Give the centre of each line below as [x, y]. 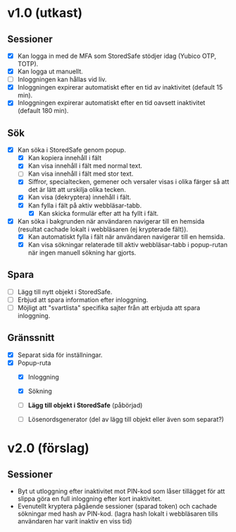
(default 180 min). [43, 111]
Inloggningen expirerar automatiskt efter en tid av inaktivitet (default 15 [120, 87]
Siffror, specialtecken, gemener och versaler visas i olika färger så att [129, 182]
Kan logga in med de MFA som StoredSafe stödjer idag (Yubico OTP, [117, 56]
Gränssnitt [31, 338]
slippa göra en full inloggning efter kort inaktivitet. [89, 498]
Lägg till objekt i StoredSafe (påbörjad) [85, 405]
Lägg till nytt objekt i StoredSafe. [65, 291]
